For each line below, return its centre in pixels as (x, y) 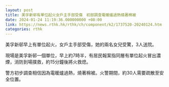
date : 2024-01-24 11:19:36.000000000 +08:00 (54, 20)
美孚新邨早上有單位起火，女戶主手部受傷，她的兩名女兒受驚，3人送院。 (81, 45)
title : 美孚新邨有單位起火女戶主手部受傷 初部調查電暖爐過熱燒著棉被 (71, 15)
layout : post (19, 10)
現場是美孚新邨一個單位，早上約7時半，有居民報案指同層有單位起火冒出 (81, 56)
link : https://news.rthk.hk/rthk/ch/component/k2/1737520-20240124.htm (83, 24)
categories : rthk (24, 29)
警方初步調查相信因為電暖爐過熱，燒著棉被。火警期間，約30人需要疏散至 (82, 73)
